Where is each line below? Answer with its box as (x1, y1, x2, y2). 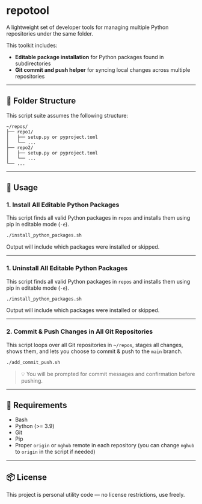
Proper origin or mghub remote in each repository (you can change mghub (14, 442, 195, 449)
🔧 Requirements (6, 400, 67, 410)
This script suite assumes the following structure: (6, 112, 128, 119)
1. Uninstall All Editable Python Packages (6, 264, 128, 272)
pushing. (20, 377, 43, 384)
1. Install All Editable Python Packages (6, 200, 120, 209)
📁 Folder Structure (6, 96, 76, 106)
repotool (6, 4, 50, 18)
